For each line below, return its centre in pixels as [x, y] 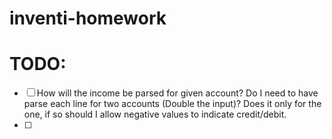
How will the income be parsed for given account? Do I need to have [177, 93]
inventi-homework [88, 18]
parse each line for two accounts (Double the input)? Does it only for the [172, 104]
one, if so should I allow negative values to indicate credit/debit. [155, 114]
